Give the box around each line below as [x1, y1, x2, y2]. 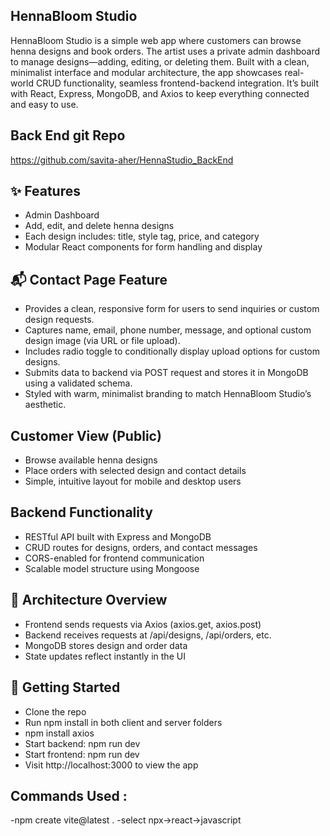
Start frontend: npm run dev [24, 748, 140, 760]
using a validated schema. [24, 377, 133, 389]
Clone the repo [24, 705, 87, 718]
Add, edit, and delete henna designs [24, 220, 175, 232]
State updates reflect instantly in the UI [24, 650, 186, 662]
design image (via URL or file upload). [24, 335, 181, 347]
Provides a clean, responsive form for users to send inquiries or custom [24, 303, 320, 315]
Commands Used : [10, 787, 128, 804]
